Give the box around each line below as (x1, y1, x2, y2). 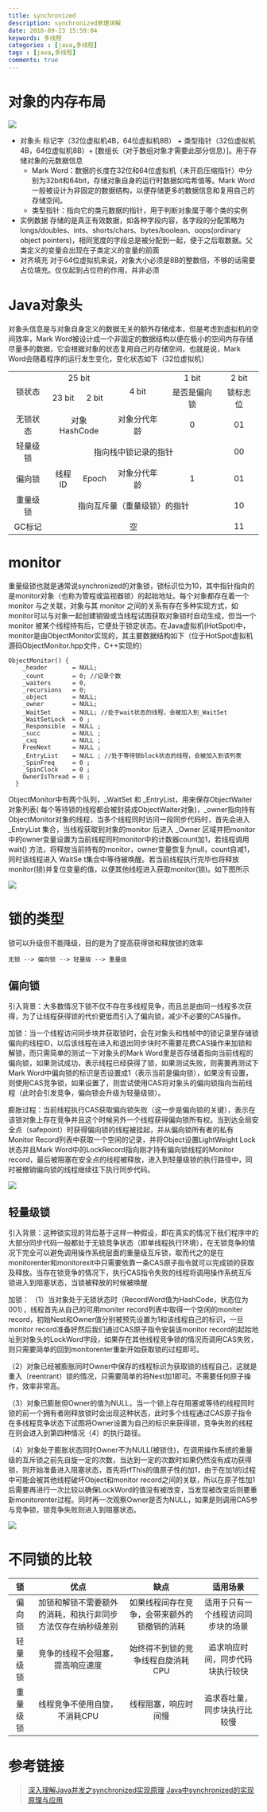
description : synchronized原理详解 (8, 19, 122, 27)
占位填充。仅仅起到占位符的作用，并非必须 (19, 265, 160, 275)
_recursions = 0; (22, 686, 87, 694)
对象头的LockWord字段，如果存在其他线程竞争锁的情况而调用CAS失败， (21, 1335, 258, 1344)
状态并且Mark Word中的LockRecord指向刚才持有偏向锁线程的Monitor (8, 1145, 234, 1155)
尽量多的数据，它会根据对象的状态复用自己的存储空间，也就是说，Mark (8, 343, 241, 353)
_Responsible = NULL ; (22, 722, 102, 730)
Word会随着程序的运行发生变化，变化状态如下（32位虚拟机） (8, 354, 209, 363)
